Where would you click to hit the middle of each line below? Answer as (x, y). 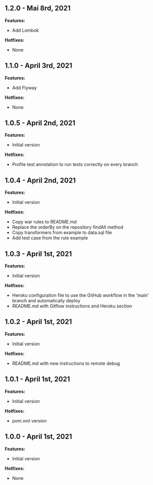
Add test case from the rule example (50, 238)
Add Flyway (24, 87)
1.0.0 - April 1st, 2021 (38, 437)
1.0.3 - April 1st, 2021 (38, 254)
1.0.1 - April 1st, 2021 (37, 379)
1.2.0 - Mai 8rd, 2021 (38, 8)
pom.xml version (29, 420)
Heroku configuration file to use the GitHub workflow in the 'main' (81, 295)
